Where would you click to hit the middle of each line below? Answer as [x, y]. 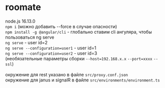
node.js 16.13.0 [20, 21]
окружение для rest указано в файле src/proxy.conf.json [67, 74]
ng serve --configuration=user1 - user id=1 [51, 48]
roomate [23, 7]
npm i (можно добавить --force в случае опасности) [61, 26]
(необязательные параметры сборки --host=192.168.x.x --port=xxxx [79, 58]
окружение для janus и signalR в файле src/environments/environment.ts [82, 80]
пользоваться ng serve [30, 37]
